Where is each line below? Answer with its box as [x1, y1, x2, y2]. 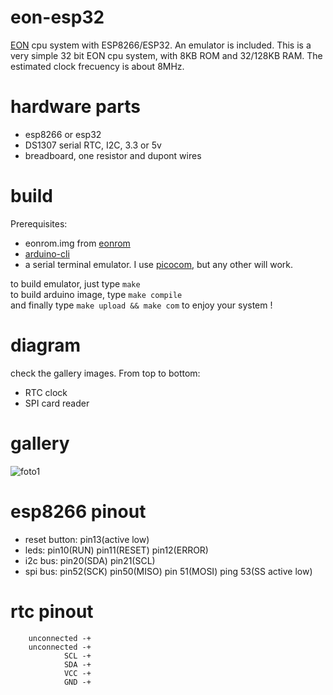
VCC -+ [63, 668, 92, 678]
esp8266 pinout [10, 500, 147, 523]
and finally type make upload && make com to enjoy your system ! [10, 299, 273, 311]
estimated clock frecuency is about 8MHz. [10, 60, 185, 72]
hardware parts [10, 96, 141, 118]
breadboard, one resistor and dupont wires [24, 149, 202, 161]
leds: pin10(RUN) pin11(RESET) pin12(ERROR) [24, 544, 209, 556]
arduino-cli [24, 247, 70, 260]
